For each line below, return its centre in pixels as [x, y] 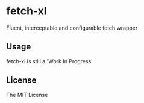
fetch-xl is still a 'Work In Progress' [50, 61]
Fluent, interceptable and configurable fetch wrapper [72, 28]
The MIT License [27, 95]
